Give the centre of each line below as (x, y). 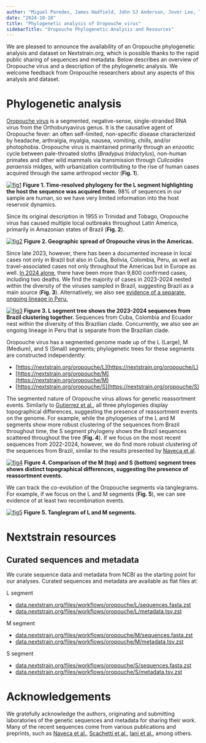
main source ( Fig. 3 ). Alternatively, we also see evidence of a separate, (96, 293)
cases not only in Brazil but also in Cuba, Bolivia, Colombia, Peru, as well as (102, 260)
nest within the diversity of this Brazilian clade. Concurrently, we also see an (103, 324)
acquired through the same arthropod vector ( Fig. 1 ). (73, 173)
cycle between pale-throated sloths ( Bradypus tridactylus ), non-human (97, 153)
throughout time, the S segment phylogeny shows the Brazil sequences (97, 431)
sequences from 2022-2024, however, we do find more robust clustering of (102, 444)
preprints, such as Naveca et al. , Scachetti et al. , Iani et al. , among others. (99, 733)
